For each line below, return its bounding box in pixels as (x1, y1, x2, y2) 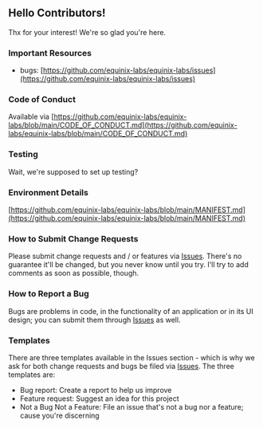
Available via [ (8, 112, 54, 122)
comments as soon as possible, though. (8, 269, 139, 278)
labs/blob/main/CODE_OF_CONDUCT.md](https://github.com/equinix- (8, 120, 237, 130)
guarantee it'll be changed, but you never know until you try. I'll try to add (8, 260, 249, 269)
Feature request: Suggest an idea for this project (19, 394, 179, 403)
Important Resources (8, 47, 92, 58)
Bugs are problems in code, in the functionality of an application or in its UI (8, 306, 253, 316)
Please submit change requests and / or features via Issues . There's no (8, 251, 242, 261)
